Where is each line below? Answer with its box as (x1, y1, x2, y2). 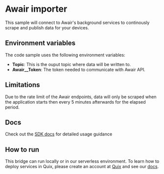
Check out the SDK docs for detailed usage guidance (5, 131, 113, 137)
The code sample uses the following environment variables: (5, 52, 126, 58)
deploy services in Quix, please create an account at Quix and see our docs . (5, 164, 159, 170)
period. (5, 104, 20, 110)
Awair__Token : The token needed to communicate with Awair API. (12, 66, 145, 72)
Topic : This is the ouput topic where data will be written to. (12, 61, 131, 67)
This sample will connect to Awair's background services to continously (5, 20, 150, 25)
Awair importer (5, 3, 68, 15)
